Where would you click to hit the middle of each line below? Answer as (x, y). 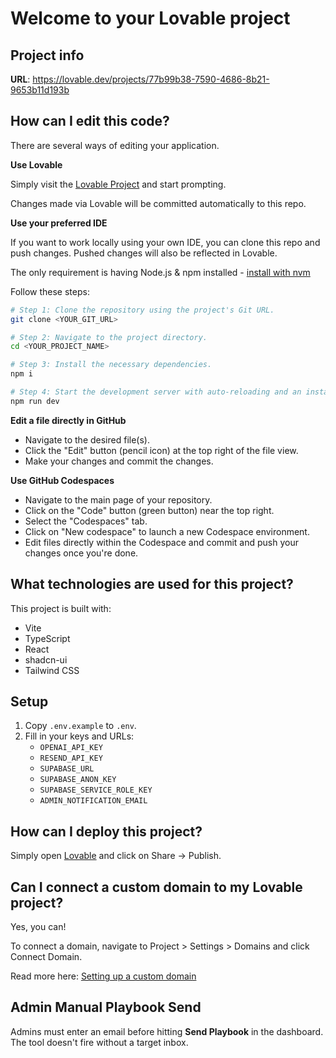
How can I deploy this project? (106, 831)
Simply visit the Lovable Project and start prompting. (118, 184)
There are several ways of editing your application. (115, 145)
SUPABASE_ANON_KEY (78, 780)
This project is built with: (61, 608)
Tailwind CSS (52, 670)
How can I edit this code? (90, 121)
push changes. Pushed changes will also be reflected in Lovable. (144, 253)
